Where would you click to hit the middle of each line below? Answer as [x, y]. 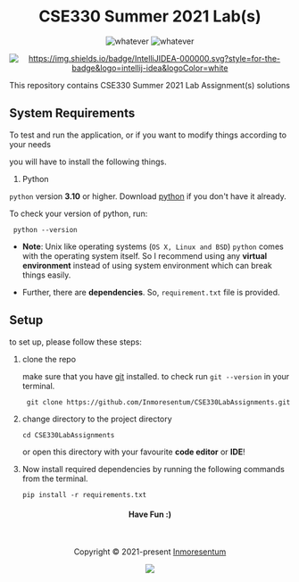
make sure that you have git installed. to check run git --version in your [156, 376]
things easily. [46, 275]
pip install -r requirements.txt [84, 495]
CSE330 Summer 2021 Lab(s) [150, 17]
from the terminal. [55, 478]
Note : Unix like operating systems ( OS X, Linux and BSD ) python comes [153, 246]
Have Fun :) [150, 514]
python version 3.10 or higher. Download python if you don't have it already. [148, 196]
